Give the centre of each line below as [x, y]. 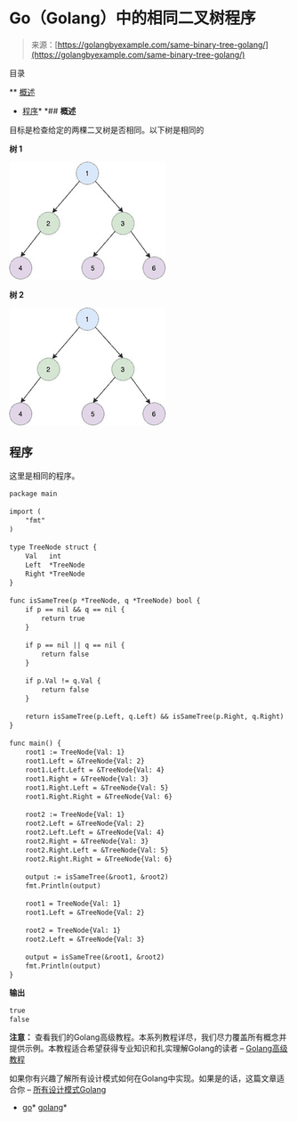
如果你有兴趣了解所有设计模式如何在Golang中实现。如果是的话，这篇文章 [143, 1078]
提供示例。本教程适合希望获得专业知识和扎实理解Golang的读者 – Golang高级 [148, 1048]
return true [64, 618]
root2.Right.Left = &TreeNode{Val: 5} [97, 850]
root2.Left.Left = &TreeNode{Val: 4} [95, 832]
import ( [25, 511]
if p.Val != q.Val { [63, 681]
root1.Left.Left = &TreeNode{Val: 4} [95, 770]
